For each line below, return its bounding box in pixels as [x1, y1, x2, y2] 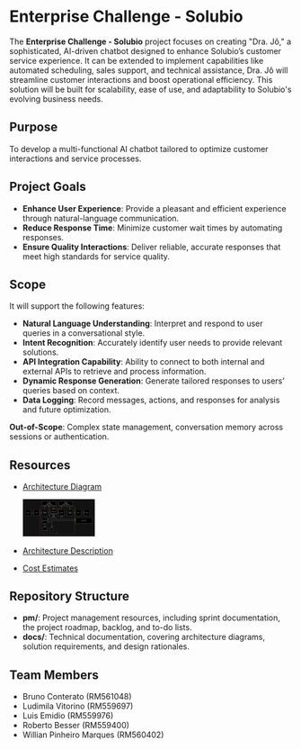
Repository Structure [9, 588, 130, 604]
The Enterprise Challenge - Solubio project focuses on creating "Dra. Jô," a [9, 36, 292, 47]
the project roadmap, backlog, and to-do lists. [22, 622, 192, 633]
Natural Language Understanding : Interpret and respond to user [22, 318, 263, 329]
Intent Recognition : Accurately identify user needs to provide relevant [22, 338, 283, 348]
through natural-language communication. [22, 212, 180, 223]
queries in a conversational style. [22, 328, 146, 338]
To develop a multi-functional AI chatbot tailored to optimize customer [9, 143, 269, 154]
